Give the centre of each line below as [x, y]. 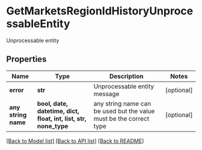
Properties [26, 59]
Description [126, 76]
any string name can [122, 103]
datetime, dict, [58, 111]
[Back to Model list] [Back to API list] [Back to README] [75, 141]
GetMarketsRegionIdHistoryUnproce [100, 11]
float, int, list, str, [62, 118]
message [106, 94]
